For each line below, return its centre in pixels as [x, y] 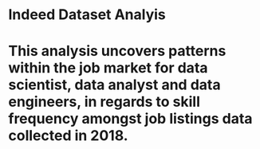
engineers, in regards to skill [104, 102]
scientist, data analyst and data [114, 85]
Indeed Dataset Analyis [87, 15]
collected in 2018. [69, 136]
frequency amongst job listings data [130, 119]
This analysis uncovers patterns [117, 51]
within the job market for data [108, 68]
